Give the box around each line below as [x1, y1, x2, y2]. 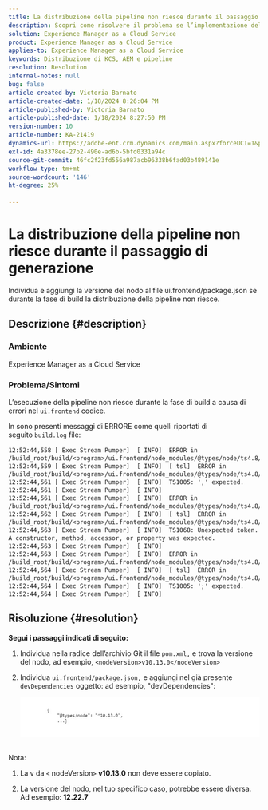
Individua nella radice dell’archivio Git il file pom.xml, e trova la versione [19, 648, 254, 658]
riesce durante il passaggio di [8, 242, 208, 260]
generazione [8, 260, 94, 277]
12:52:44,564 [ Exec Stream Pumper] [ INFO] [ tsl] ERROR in [8, 566, 227, 574]
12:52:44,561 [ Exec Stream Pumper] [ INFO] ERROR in [8, 494, 198, 502]
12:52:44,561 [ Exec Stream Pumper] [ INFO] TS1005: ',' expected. [8, 478, 245, 486]
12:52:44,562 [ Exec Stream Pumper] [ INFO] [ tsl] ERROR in [8, 510, 227, 518]
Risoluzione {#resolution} [8, 612, 139, 625]
